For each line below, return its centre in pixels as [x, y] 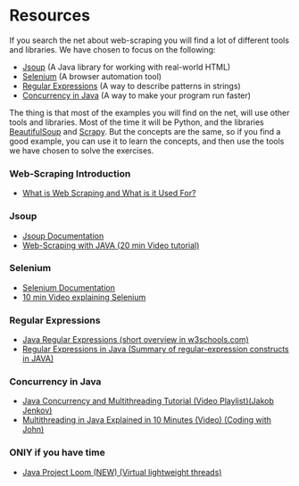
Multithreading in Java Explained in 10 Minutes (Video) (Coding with [147, 420]
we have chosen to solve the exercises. [82, 150]
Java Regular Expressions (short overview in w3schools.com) [136, 340]
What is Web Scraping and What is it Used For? [109, 194]
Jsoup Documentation [63, 235]
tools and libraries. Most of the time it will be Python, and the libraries [137, 122]
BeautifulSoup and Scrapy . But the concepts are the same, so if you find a [145, 131]
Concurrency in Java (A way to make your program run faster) [137, 95]
